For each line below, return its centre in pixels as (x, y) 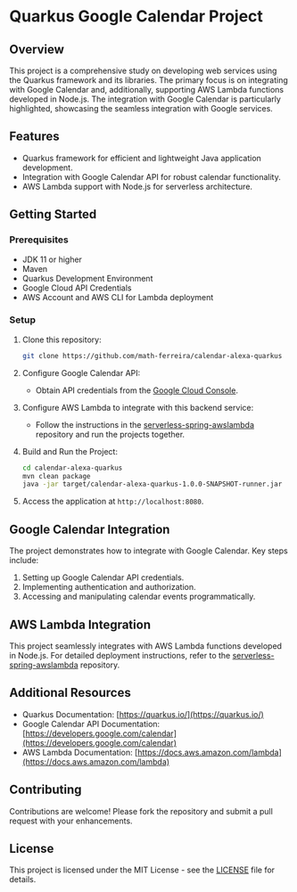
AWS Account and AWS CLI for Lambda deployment (118, 297)
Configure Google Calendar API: (81, 372)
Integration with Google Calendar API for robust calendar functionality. (151, 176)
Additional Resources (70, 693)
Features (34, 137)
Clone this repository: (62, 340)
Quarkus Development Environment (87, 278)
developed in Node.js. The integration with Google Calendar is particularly (145, 99)
